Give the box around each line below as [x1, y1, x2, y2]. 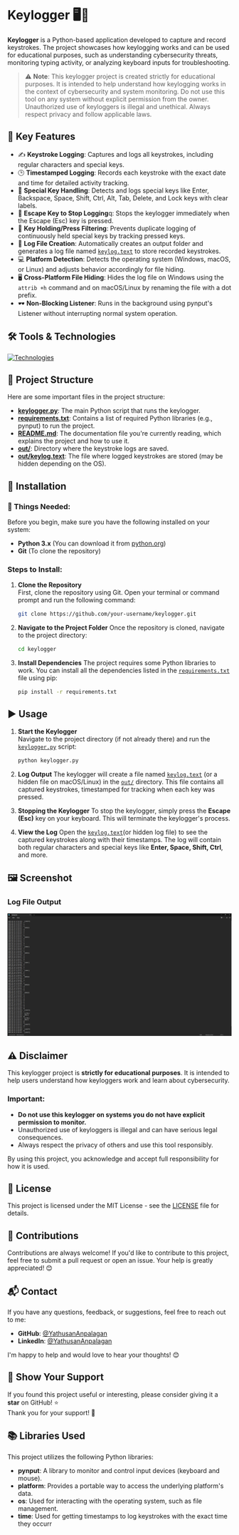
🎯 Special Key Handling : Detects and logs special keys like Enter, [17, 186, 210, 195]
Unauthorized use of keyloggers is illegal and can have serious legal [17, 1125, 218, 1134]
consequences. [17, 1133, 63, 1141]
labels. [17, 201, 38, 210]
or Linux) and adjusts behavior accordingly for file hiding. [17, 265, 186, 273]
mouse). [17, 1474, 43, 1482]
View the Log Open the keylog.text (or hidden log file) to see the [17, 828, 208, 836]
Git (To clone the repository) [17, 547, 101, 555]
